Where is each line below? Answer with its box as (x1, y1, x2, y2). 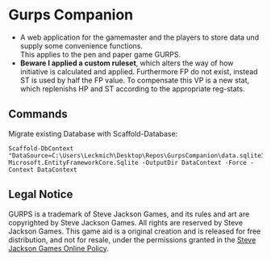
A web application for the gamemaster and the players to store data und (19, 32, 260, 42)
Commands (8, 107, 69, 121)
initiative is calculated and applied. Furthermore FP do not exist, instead (19, 66, 258, 76)
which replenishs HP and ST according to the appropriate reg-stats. (19, 83, 245, 94)
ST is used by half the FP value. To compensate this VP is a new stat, (19, 75, 250, 85)
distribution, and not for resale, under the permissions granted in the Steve (8, 234, 256, 244)
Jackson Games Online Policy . (8, 243, 109, 253)
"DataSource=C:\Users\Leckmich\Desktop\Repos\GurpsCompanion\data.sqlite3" (8, 151, 269, 159)
